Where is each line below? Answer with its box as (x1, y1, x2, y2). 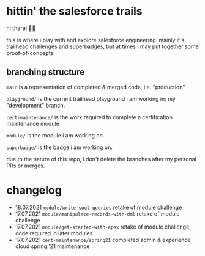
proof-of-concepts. (6, 49, 55, 56)
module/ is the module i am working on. (6, 131, 105, 139)
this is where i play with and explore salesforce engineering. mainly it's (6, 36, 185, 43)
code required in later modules (15, 229, 93, 236)
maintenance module (6, 120, 59, 127)
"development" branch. (6, 101, 65, 109)
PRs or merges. (6, 162, 45, 169)
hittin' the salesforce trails (6, 4, 143, 18)
